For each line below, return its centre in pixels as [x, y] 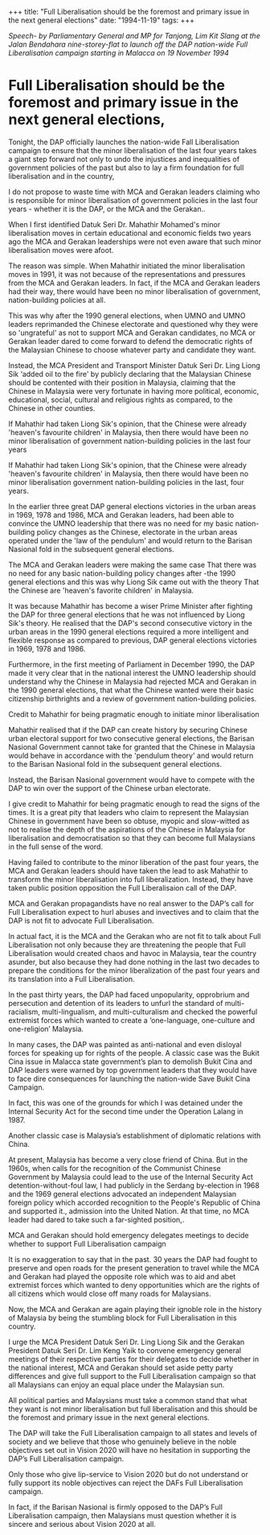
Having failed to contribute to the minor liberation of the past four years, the [134, 862]
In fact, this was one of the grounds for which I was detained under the [126, 1103]
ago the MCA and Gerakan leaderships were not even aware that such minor [135, 242]
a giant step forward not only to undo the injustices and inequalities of [124, 159]
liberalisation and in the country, [61, 176]
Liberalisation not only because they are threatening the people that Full [127, 945]
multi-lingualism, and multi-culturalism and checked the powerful [149, 1012]
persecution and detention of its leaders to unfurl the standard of [116, 1003]
